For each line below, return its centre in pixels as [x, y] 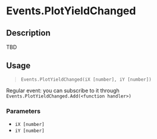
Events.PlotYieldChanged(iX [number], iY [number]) [86, 79]
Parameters [23, 111]
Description [28, 33]
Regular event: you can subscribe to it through [63, 90]
